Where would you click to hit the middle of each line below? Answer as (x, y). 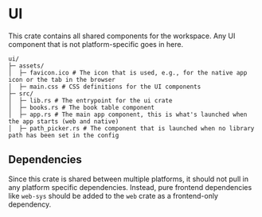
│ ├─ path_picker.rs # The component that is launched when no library (131, 128)
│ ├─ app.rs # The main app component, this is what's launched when (128, 114)
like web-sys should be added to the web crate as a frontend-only (113, 196)
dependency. (30, 204)
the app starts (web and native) (64, 121)
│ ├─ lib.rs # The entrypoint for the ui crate (90, 100)
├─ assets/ (26, 66)
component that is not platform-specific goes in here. (96, 44)
